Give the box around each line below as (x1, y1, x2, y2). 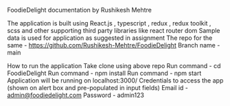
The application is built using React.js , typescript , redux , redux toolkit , (7, 19, 211, 27)
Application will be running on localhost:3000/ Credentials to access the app (7, 76, 224, 85)
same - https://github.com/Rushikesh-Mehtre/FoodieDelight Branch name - (7, 41, 220, 49)
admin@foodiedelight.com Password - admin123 (7, 91, 144, 99)
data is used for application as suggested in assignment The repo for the (7, 34, 213, 42)
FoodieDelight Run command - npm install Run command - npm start (7, 69, 202, 77)
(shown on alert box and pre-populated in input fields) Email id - (7, 84, 189, 92)
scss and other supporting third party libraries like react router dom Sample (7, 27, 221, 34)
